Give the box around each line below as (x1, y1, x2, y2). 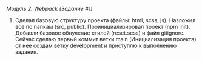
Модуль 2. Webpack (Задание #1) (6, 5, 93, 12)
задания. (15, 48, 38, 56)
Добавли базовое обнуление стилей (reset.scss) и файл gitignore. (15, 29, 185, 36)
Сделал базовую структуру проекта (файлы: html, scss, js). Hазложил (15, 17, 196, 23)
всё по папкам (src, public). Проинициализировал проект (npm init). (15, 23, 190, 30)
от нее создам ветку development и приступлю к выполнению (15, 42, 177, 49)
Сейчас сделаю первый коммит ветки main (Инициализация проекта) (15, 36, 197, 42)
